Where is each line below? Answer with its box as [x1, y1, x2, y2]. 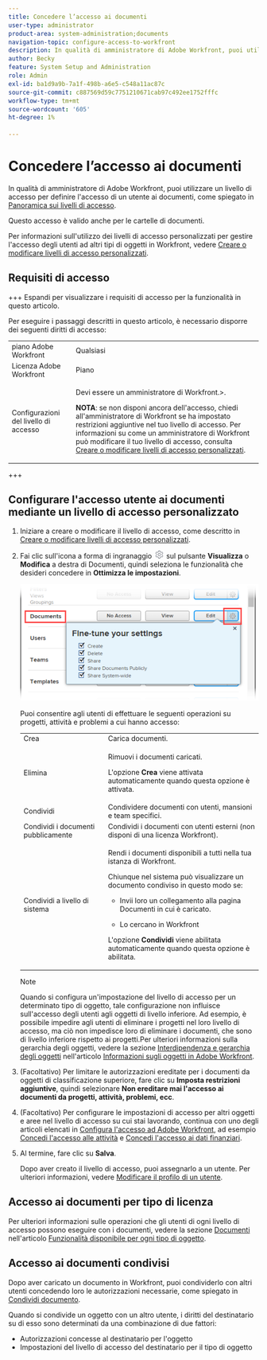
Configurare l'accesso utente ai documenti [8, 493, 225, 506]
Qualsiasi [75, 346, 106, 355]
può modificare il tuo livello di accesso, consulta [75, 437, 233, 446]
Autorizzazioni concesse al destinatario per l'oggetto [19, 1334, 193, 1343]
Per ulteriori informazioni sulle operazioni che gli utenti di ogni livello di [8, 1216, 240, 1226]
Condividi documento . [8, 1294, 81, 1304]
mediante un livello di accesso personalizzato [8, 505, 240, 519]
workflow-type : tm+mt [8, 96, 80, 105]
